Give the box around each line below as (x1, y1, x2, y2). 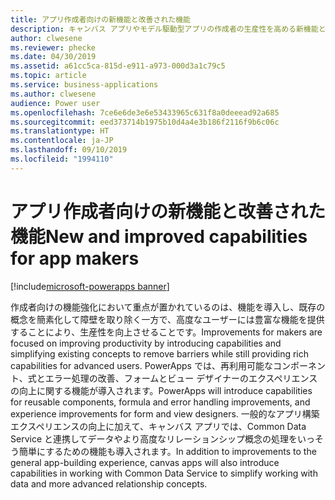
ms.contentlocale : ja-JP (10, 136, 114, 146)
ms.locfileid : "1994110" (10, 154, 114, 164)
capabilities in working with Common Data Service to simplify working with (10, 467, 318, 479)
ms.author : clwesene (10, 89, 97, 99)
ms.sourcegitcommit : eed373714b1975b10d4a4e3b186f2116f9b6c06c (10, 117, 280, 127)
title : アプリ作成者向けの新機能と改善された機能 (10, 14, 191, 25)
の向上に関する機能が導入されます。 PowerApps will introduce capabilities (10, 384, 313, 396)
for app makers (10, 247, 140, 270)
